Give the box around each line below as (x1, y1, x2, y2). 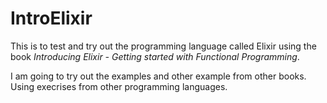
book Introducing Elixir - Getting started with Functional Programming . (10, 50, 300, 62)
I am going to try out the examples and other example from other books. (10, 70, 307, 82)
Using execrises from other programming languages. (10, 80, 228, 92)
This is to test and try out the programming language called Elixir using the (10, 40, 317, 52)
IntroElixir (10, 7, 93, 30)
